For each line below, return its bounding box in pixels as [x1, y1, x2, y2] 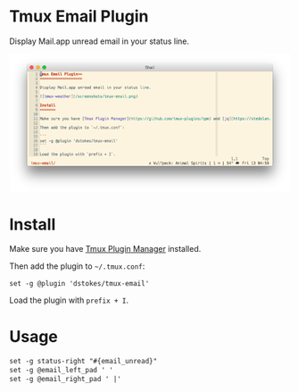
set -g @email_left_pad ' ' [9, 366, 114, 375]
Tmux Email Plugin [9, 6, 149, 27]
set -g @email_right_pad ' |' [9, 375, 122, 384]
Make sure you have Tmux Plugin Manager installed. [9, 244, 202, 254]
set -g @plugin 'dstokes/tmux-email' [9, 279, 150, 288]
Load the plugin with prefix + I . [9, 295, 129, 305]
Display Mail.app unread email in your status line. [9, 36, 190, 46]
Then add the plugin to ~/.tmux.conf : [9, 261, 145, 271]
